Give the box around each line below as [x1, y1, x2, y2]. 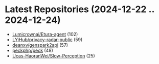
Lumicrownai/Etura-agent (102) [12, 31, 78, 37]
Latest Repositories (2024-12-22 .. [5, 4, 154, 15]
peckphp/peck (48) [12, 47, 53, 53]
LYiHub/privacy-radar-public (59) [12, 37, 83, 43]
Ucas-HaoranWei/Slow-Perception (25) [12, 52, 95, 59]
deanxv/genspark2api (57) [12, 42, 69, 48]
